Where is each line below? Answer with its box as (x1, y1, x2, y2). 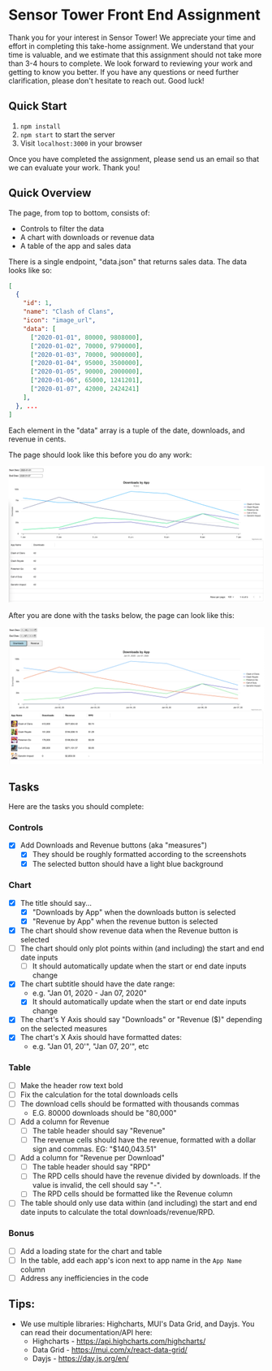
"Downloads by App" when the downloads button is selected (32, 907, 236, 916)
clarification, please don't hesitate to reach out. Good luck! (8, 76, 205, 85)
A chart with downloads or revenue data (19, 232, 155, 242)
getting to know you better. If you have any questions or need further (8, 67, 240, 76)
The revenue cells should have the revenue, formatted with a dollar (32, 1135, 257, 1145)
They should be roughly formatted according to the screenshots (32, 850, 247, 860)
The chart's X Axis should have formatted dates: (19, 1033, 183, 1042)
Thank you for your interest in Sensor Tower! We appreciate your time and (8, 33, 256, 42)
